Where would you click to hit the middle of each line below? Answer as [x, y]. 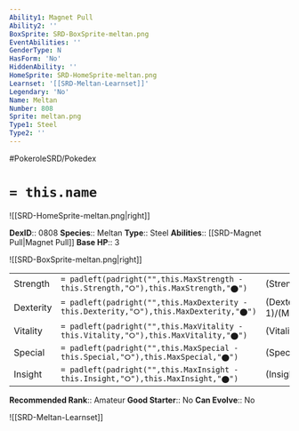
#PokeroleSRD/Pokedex [53, 158]
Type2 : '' [28, 133]
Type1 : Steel [33, 125]
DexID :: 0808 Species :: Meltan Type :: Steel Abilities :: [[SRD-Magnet [135, 233]
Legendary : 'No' [39, 92]
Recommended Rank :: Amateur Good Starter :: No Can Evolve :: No [132, 400]
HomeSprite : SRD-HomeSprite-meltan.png [83, 76]
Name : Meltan [33, 100]
